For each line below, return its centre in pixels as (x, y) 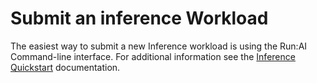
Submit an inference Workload (139, 18)
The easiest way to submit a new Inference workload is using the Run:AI (159, 46)
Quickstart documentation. (65, 67)
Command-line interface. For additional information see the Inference (153, 56)
